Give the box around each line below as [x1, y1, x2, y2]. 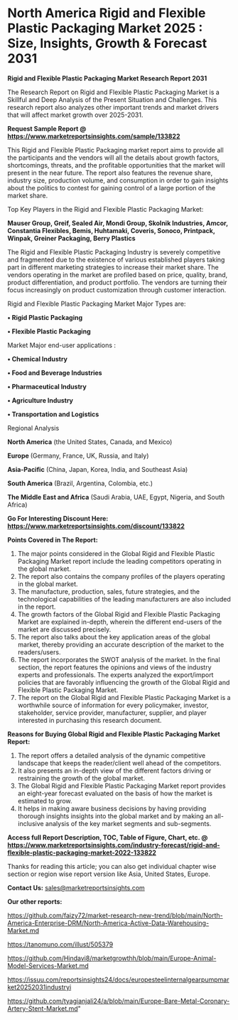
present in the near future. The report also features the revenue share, [7, 168, 213, 177]
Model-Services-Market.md [7, 961, 89, 970]
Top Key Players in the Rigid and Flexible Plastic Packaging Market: [7, 205, 204, 213]
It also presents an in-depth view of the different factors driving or [17, 766, 212, 775]
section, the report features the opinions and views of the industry [17, 663, 212, 671]
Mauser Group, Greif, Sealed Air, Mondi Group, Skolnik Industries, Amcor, [7, 219, 229, 227]
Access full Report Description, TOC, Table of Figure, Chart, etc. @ [7, 833, 208, 842]
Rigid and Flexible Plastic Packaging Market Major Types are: [7, 299, 186, 308]
